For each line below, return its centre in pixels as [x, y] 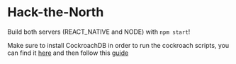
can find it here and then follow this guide [68, 53]
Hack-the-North [56, 12]
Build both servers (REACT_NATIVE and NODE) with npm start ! [99, 32]
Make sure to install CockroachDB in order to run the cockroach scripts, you [118, 45]
